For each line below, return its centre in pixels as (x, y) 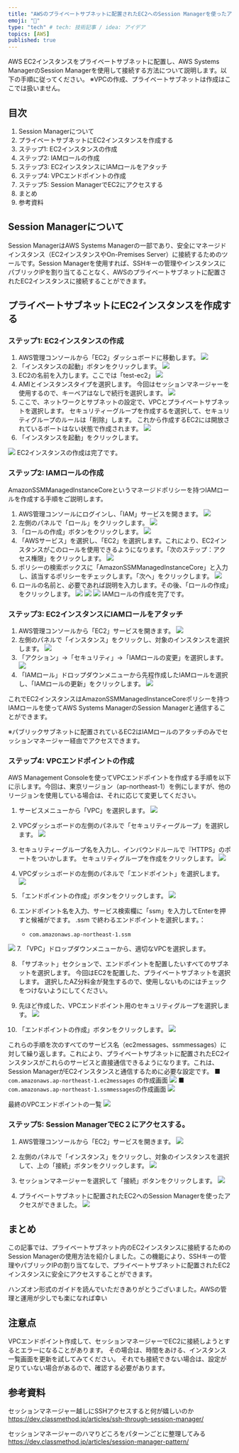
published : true (32, 41)
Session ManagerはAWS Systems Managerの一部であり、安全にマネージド (117, 245)
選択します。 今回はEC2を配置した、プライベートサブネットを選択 (134, 973)
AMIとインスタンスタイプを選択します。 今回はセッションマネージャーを (124, 384)
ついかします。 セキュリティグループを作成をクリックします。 (127, 858)
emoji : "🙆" (24, 21)
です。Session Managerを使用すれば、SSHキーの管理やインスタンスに (123, 263)
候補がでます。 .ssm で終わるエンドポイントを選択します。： (118, 920)
